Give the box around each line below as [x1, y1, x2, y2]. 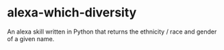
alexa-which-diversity [7, 5, 137, 21]
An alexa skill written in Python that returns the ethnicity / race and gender [7, 27, 217, 36]
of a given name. [7, 34, 55, 42]
